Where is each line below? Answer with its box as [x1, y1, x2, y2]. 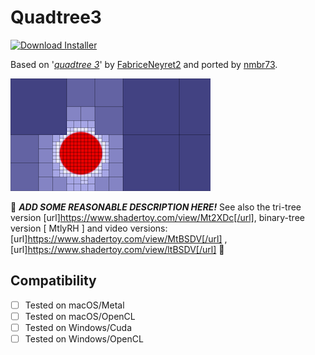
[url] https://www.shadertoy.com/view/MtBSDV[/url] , [10, 232, 228, 245]
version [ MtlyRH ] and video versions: [10, 222, 168, 234]
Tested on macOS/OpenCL [24, 310, 136, 322]
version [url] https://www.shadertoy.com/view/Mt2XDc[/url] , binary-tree [10, 211, 305, 223]
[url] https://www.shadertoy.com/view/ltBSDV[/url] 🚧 [10, 243, 225, 255]
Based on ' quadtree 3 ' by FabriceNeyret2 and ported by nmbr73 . [10, 58, 278, 70]
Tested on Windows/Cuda [24, 321, 132, 333]
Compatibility [10, 272, 97, 290]
